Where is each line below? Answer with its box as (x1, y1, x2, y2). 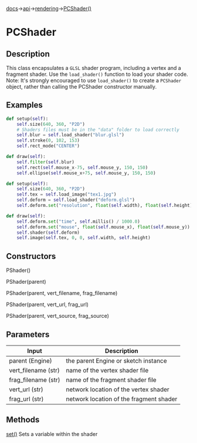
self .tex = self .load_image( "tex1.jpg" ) (16, 192, 117, 197)
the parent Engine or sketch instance (66, 357, 167, 365)
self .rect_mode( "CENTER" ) (16, 143, 80, 149)
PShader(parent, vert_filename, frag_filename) (6, 290, 118, 297)
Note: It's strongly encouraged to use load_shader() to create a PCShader (6, 77, 182, 84)
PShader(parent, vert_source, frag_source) (6, 313, 110, 320)
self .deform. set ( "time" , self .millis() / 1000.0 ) (16, 219, 141, 224)
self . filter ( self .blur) (16, 159, 75, 165)
